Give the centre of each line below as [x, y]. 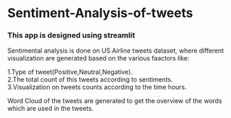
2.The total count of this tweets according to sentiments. [90, 80]
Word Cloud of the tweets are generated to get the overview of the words [115, 101]
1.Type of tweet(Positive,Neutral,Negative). [70, 72]
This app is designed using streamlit [71, 36]
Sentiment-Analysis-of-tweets [100, 13]
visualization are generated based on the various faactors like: [98, 58]
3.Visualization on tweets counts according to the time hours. [97, 87]
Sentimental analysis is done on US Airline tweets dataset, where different [116, 50]
